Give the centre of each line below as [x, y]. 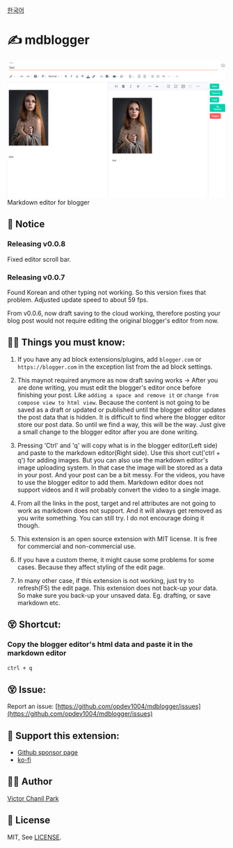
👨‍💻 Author [30, 782]
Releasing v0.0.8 [37, 244]
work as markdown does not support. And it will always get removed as [120, 511]
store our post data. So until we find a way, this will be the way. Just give [121, 424]
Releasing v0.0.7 [36, 277]
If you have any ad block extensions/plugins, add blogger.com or [109, 359]
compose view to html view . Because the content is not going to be [113, 402]
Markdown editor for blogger [49, 202]
